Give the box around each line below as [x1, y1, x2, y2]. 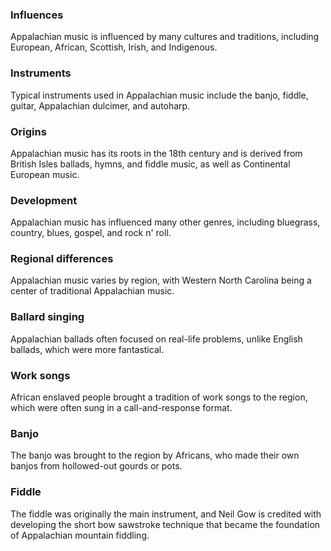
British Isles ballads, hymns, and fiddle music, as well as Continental [10, 158, 291, 170]
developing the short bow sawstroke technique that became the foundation [10, 518, 321, 530]
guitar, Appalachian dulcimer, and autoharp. [10, 99, 191, 112]
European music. [10, 168, 80, 180]
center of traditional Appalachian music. [10, 285, 175, 297]
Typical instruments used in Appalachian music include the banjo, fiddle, [10, 89, 309, 101]
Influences [10, 8, 64, 22]
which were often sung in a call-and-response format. [10, 402, 233, 414]
